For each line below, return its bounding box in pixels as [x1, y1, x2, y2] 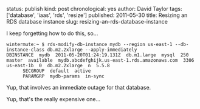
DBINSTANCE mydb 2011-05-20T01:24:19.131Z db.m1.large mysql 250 [6, 52, 189, 58]
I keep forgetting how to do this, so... [6, 30, 98, 37]
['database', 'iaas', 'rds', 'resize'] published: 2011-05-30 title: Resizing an [6, 12, 188, 19]
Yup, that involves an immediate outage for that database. [6, 84, 151, 91]
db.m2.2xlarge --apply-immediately [47, 47, 137, 53]
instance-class [6, 47, 45, 53]
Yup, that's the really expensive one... [6, 96, 101, 102]
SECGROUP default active [22, 68, 91, 74]
